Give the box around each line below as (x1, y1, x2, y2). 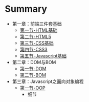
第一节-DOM (19, 65, 47, 72)
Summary (5, 3, 47, 15)
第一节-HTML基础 (19, 27, 58, 33)
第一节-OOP (19, 85, 46, 91)
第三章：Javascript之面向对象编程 (12, 78, 84, 85)
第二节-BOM (19, 72, 47, 78)
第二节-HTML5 (19, 33, 52, 39)
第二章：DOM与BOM (12, 59, 56, 65)
